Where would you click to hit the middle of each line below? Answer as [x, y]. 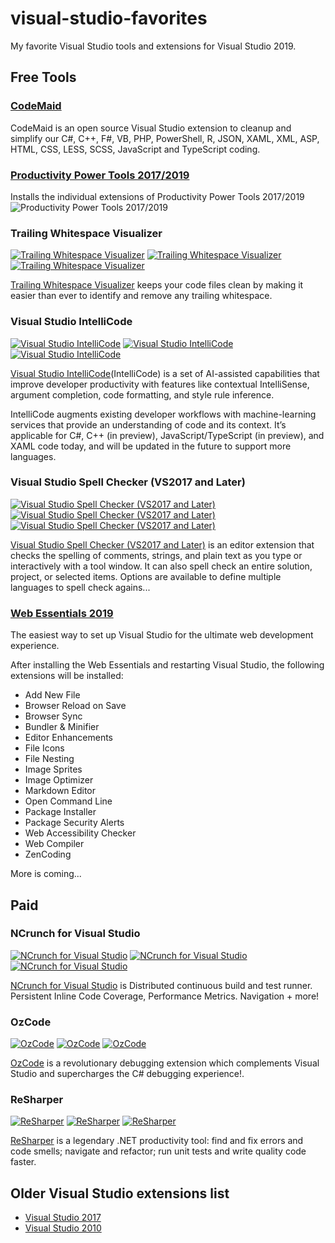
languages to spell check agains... [80, 587]
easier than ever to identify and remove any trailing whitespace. [141, 296]
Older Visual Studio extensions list [120, 1193]
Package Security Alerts [74, 823]
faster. [23, 1162]
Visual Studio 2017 [63, 1218]
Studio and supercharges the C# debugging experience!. [127, 1074]
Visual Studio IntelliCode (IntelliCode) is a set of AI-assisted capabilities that [165, 373]
